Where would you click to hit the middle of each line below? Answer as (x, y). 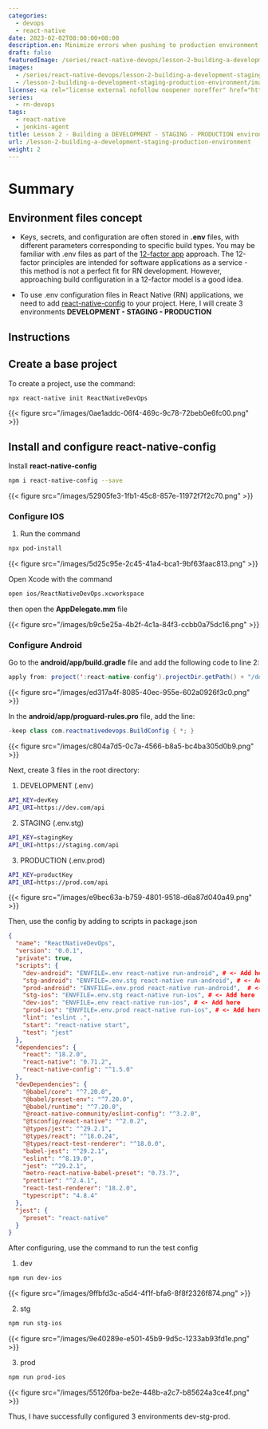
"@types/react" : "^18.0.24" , (71, 1137)
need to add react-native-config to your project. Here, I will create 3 (131, 303)
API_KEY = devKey (33, 800)
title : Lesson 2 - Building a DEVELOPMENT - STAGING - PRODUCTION (121, 134)
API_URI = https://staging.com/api (64, 845)
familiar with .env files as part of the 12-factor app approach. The (127, 254)
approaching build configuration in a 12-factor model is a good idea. (131, 279)
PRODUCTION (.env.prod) (62, 860)
